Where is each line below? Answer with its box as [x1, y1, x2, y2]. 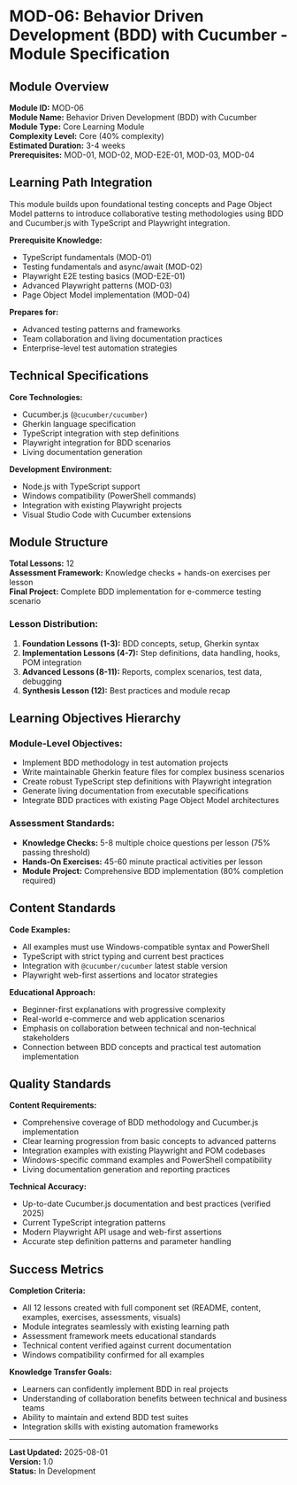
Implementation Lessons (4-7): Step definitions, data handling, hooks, [21, 647, 281, 658]
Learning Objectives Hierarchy [9, 711, 181, 726]
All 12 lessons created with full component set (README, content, [21, 1303, 262, 1313]
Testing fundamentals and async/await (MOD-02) [21, 261, 203, 272]
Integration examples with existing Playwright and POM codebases [21, 1145, 266, 1156]
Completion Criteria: [9, 1286, 86, 1296]
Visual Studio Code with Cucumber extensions [21, 509, 192, 520]
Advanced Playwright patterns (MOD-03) [21, 280, 172, 290]
